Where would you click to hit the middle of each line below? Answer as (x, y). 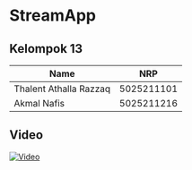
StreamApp (53, 16)
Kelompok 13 (46, 49)
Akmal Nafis (39, 103)
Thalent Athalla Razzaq (62, 89)
